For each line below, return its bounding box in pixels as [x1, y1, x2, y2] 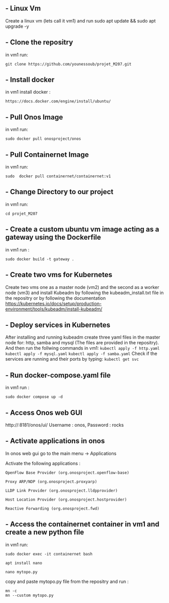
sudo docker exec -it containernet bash [5, 551, 93, 556]
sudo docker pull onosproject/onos [5, 136, 81, 141]
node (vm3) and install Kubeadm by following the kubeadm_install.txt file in [5, 289, 164, 296]
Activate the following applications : [5, 460, 81, 466]
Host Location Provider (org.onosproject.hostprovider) [5, 497, 127, 502]
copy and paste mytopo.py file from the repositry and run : [5, 578, 129, 585]
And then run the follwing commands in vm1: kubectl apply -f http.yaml [5, 345, 160, 351]
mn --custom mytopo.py [5, 593, 54, 598]
